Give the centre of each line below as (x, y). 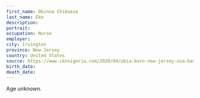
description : (22, 22)
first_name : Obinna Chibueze (42, 12)
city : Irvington (26, 45)
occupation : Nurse (29, 34)
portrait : (18, 28)
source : (16, 61)
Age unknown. (24, 89)
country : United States (36, 55)
